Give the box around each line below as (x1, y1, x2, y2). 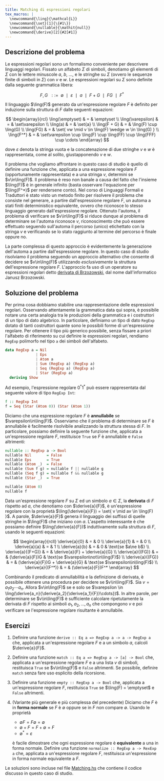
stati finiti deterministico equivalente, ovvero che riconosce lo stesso (5, 203, 143, 208)
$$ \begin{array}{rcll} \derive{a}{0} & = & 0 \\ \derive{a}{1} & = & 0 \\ (13, 538, 151, 544)
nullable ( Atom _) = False (5, 462, 62, 467)
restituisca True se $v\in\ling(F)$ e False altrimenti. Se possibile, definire (12, 665, 158, 671)
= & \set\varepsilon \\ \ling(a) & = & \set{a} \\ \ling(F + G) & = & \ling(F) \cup (7, 121, 157, 127)
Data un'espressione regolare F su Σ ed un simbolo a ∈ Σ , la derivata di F (5, 498, 154, 504)
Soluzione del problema (5, 289, 79, 297)
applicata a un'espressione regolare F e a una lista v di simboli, (12, 660, 139, 666)
